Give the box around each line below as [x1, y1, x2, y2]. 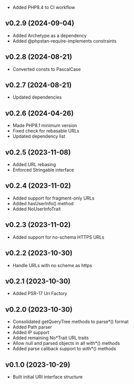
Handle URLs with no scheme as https [12, 262, 93, 268]
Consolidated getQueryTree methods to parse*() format [12, 318, 129, 325]
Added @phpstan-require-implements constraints [12, 38, 117, 44]
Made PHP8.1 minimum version [12, 122, 77, 129]
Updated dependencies [12, 94, 62, 101]
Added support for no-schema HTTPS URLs [12, 234, 105, 240]
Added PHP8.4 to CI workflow [12, 5, 75, 10]
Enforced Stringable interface [12, 167, 74, 173]
